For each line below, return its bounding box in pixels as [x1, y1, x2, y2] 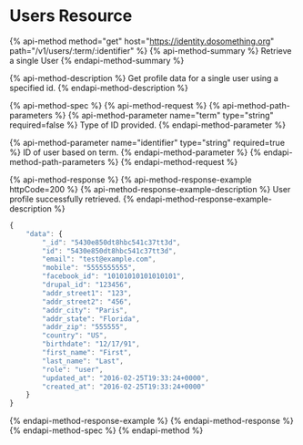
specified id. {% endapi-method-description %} [9, 82, 189, 93]
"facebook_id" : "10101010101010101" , [42, 272, 185, 281]
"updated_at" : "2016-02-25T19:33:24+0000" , [42, 373, 209, 383]
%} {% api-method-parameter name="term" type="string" [54, 109, 275, 120]
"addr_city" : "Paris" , [42, 305, 128, 315]
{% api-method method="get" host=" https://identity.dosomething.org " [9, 36, 275, 47]
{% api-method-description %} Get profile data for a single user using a [9, 72, 279, 83]
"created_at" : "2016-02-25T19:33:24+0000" [42, 382, 206, 391]
